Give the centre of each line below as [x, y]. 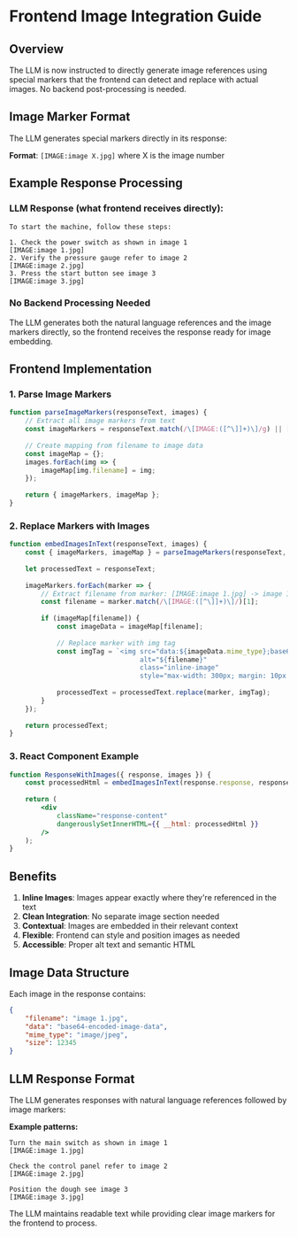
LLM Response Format [72, 1079]
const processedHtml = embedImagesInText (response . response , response [158, 783]
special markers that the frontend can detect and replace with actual [134, 80]
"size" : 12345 [51, 1043]
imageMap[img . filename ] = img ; [99, 470]
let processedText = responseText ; [91, 568]
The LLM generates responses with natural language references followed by [148, 1101]
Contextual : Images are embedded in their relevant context [130, 926]
